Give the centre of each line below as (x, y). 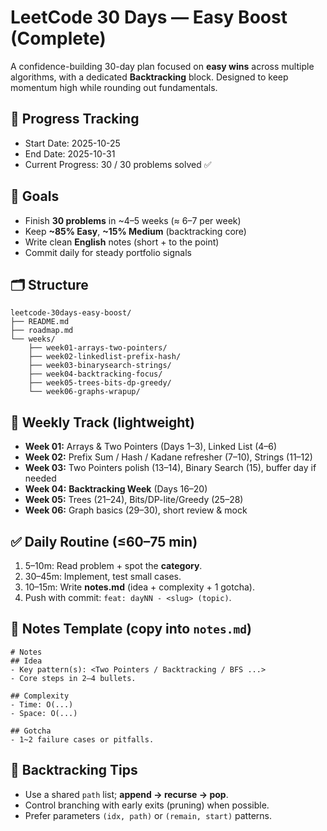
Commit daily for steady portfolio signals (108, 252)
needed (40, 478)
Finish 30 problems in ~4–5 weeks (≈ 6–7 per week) (133, 220)
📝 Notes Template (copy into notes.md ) (131, 629)
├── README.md (40, 322)
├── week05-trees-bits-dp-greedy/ (100, 383)
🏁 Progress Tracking (75, 119)
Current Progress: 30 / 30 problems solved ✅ (118, 164)
